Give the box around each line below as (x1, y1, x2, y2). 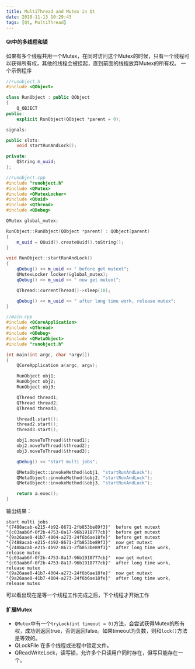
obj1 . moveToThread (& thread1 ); (16, 438, 90, 443)
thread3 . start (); (16, 427, 59, 433)
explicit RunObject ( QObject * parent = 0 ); (16, 116, 121, 122)
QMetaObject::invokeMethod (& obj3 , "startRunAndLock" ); (16, 480, 153, 486)
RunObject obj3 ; (16, 384, 57, 390)
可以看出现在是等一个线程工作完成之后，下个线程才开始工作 (6, 591, 149, 599)
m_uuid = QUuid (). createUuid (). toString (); (16, 239, 124, 245)
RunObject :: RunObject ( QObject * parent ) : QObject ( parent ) (6, 228, 150, 234)
